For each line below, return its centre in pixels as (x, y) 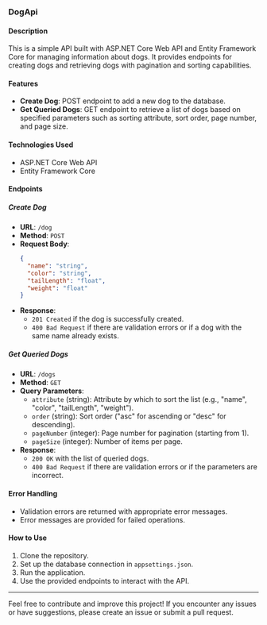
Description (28, 31)
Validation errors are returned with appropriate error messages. (124, 511)
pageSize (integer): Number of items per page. (107, 442)
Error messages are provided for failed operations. (102, 519)
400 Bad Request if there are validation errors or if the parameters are (145, 467)
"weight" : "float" (58, 288)
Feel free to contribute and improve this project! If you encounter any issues (132, 604)
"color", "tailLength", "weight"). (83, 408)
